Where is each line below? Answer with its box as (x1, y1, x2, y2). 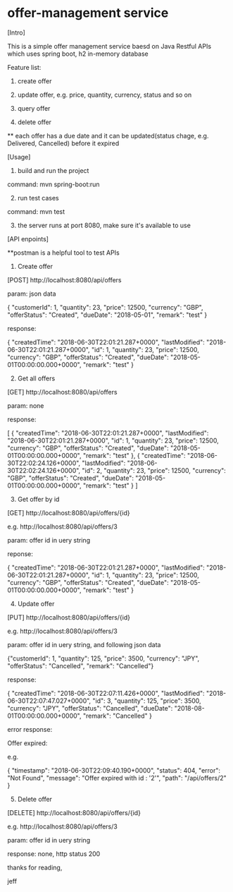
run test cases (17, 193, 60, 202)
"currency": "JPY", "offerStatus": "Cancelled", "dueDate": (7, 704, 173, 712)
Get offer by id (17, 495, 60, 503)
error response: (7, 725, 53, 733)
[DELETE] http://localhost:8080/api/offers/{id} (7, 808, 141, 816)
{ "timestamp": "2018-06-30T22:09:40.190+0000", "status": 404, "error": (7, 766, 220, 774)
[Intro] (7, 28, 26, 37)
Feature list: (7, 63, 42, 71)
